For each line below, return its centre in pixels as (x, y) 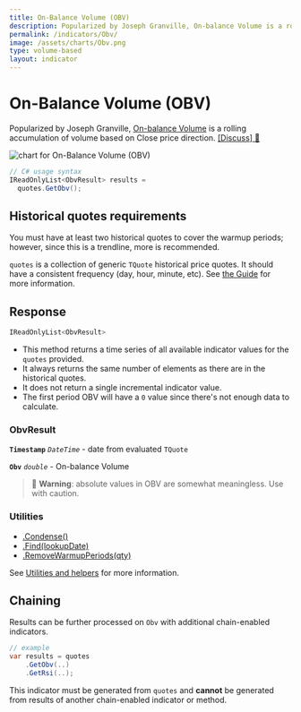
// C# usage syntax (46, 171)
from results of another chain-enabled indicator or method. (118, 699)
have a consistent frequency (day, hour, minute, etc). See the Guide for (140, 274)
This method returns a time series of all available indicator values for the (155, 349)
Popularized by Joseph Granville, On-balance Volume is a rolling (128, 128)
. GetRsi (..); (50, 673)
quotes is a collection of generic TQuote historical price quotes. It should (142, 264)
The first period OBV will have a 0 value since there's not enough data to (155, 397)
